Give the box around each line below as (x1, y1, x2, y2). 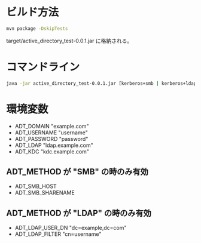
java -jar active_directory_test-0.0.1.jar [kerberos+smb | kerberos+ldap (6, 80, 197, 87)
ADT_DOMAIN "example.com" (14, 122, 89, 130)
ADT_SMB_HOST (14, 183, 57, 190)
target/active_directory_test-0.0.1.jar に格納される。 (6, 37, 133, 44)
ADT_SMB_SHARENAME (14, 189, 75, 196)
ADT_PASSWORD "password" (14, 135, 89, 142)
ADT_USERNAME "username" (14, 129, 88, 136)
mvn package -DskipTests (6, 25, 68, 32)
